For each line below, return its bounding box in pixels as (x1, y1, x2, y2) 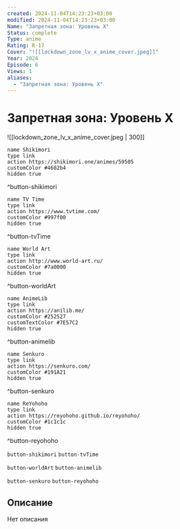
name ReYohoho (7, 401, 48, 408)
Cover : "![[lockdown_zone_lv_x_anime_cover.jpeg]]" (7, 49, 159, 56)
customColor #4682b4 (7, 165, 67, 172)
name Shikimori (7, 146, 51, 154)
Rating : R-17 (7, 42, 45, 49)
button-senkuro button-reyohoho (7, 478, 99, 485)
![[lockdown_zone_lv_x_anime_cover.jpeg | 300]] (7, 133, 145, 141)
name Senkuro (7, 351, 45, 358)
